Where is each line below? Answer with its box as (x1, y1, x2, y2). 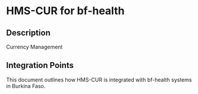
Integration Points (6, 60, 74, 70)
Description (6, 28, 51, 38)
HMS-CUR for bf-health (6, 4, 125, 18)
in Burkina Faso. (6, 82, 46, 89)
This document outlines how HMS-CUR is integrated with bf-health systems (6, 76, 192, 83)
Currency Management (6, 43, 63, 50)
